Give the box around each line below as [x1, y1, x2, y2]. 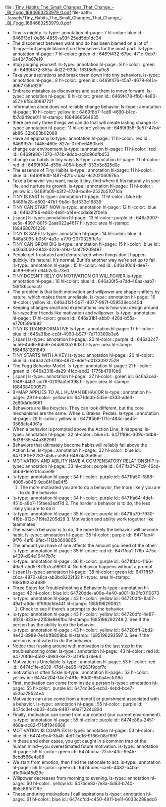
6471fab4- [133, 532, 155, 538]
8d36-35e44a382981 [12, 437, 56, 442]
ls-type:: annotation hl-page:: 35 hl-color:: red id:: [12, 548, 114, 554]
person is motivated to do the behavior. [12, 638, 93, 643]
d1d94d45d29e [12, 770, 44, 776]
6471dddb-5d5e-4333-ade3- [74, 395, 135, 400]
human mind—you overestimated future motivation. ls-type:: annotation [12, 743, 159, 749]
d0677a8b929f [12, 83, 43, 89]
